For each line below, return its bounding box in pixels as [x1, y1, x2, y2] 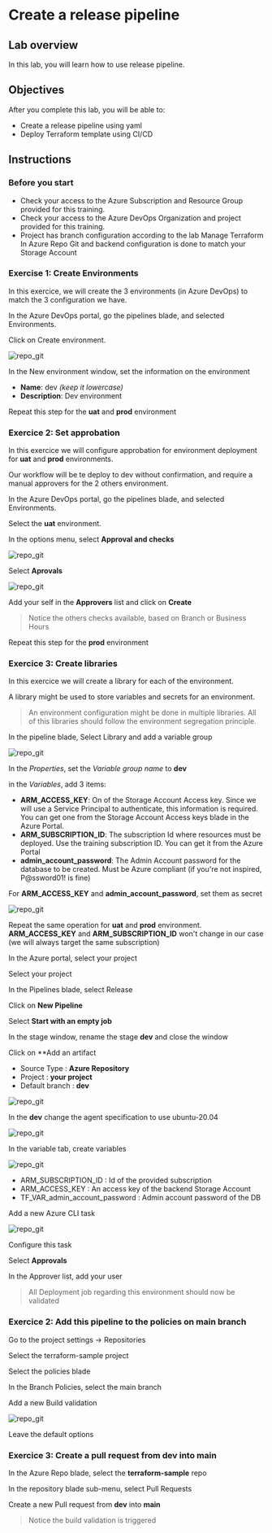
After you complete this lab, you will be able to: [8, 104, 166, 115]
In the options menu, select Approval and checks [8, 534, 175, 544]
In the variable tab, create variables [8, 1144, 127, 1154]
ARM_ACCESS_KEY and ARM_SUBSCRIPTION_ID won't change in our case [8, 929, 264, 939]
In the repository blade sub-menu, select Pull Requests [8, 1483, 192, 1493]
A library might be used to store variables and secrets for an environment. [8, 692, 256, 702]
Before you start [8, 177, 74, 189]
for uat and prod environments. [8, 454, 114, 464]
